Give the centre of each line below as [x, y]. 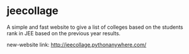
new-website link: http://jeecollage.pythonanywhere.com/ [77, 45]
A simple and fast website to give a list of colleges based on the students [95, 27]
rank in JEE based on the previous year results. [64, 33]
